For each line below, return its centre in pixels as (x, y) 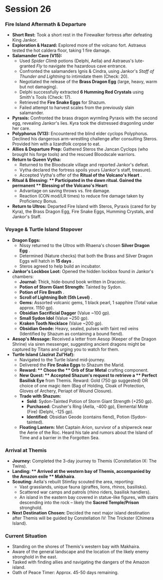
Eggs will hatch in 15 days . (46, 261)
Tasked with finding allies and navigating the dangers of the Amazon (81, 562)
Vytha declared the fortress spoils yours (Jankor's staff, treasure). (85, 170)
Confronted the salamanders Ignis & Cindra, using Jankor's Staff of (87, 71)
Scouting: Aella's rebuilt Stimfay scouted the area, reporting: (73, 482)
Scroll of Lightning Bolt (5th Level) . (56, 297)
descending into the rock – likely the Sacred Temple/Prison (79, 503)
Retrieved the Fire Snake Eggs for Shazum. (63, 102)
